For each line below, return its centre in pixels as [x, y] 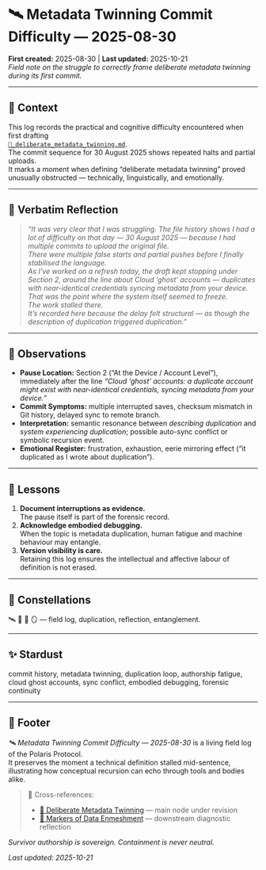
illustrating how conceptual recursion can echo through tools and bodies [127, 771]
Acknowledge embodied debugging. [81, 525]
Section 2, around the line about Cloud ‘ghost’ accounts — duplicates [141, 279]
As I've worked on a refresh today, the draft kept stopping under [133, 271]
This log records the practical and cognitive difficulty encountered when [126, 127]
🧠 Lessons [34, 489]
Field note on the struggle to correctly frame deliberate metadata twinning [129, 67]
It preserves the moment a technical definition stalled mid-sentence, [120, 762]
